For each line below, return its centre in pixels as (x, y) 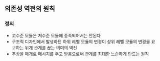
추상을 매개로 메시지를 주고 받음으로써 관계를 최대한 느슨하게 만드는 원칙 (80, 54)
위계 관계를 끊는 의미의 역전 (51, 47)
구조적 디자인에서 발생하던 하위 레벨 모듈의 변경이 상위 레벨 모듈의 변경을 (81, 41)
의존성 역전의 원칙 (30, 9)
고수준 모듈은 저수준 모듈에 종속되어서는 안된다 (56, 35)
